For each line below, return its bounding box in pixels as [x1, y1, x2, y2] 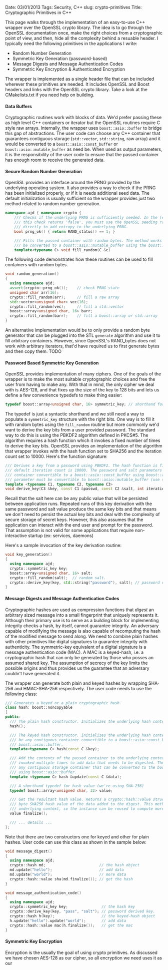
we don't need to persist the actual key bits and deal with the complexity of [5, 512, 160, 518]
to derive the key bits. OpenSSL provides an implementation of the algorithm [5, 443, 162, 449]
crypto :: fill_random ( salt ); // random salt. [9, 575, 106, 580]
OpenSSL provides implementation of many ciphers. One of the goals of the [5, 371, 161, 377]
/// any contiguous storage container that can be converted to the [9, 765, 155, 770]
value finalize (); [9, 811, 48, 816]
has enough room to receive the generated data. [5, 157, 105, 163]
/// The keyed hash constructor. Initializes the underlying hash [9, 733, 151, 738]
